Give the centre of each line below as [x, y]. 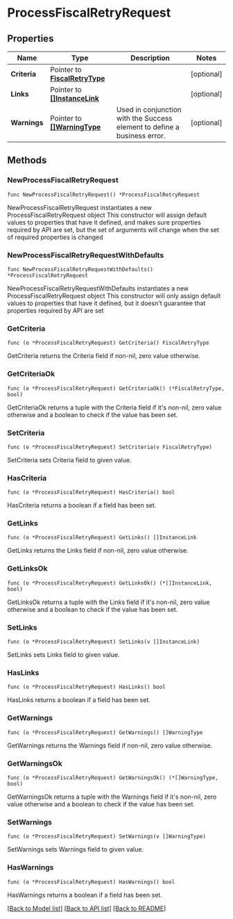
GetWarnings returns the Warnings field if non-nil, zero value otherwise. [110, 745]
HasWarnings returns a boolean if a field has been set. [85, 895]
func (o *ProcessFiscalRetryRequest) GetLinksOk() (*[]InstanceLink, [110, 583]
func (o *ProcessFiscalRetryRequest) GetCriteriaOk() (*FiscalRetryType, [116, 388]
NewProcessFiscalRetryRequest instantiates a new [80, 207]
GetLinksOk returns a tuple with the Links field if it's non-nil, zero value [109, 602]
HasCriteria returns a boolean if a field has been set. [82, 505]
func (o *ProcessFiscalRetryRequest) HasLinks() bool [87, 687]
